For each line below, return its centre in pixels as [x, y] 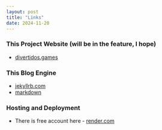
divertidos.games [36, 57]
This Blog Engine [31, 73]
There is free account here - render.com [65, 121]
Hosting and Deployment [43, 108]
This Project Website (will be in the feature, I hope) [81, 44]
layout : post [22, 12]
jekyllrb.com [30, 85]
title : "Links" [25, 17]
